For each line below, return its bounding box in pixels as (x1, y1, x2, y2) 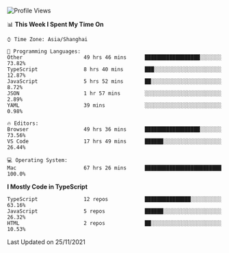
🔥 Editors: (7, 120, 39, 127)
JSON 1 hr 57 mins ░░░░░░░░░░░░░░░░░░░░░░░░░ (7, 90, 222, 97)
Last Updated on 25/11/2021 (7, 238, 85, 246)
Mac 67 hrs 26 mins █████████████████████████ (7, 165, 222, 171)
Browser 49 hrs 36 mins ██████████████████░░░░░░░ (7, 126, 222, 133)
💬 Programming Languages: (7, 48, 81, 55)
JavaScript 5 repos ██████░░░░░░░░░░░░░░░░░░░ (7, 208, 222, 215)
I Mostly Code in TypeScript (7, 182, 87, 191)
